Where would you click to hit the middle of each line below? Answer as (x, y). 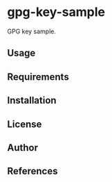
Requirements (38, 77)
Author (22, 148)
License (25, 124)
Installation (32, 100)
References (32, 171)
